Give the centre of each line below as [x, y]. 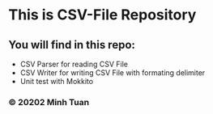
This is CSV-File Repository [102, 15]
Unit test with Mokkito [57, 81]
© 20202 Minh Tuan [49, 102]
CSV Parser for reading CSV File [74, 64]
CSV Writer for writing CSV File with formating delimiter [113, 73]
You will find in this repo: [72, 45]
